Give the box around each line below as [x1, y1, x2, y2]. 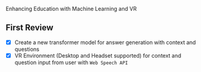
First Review [5, 22, 54, 33]
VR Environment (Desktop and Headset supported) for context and [14, 51, 182, 59]
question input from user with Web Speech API [14, 59, 128, 66]
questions [14, 45, 40, 53]
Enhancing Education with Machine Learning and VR [5, 5, 137, 12]
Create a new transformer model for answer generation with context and [14, 39, 196, 46]
